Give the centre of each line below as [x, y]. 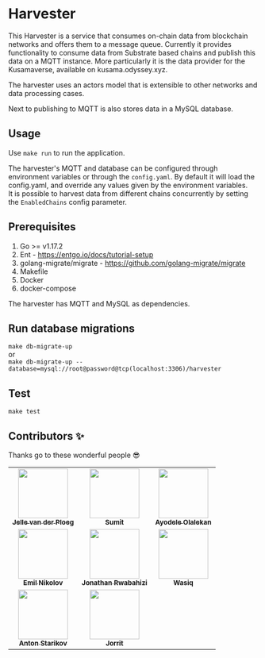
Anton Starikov [43, 643]
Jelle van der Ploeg [43, 522]
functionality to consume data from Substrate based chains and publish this [132, 52]
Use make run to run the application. [67, 152]
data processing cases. [46, 93]
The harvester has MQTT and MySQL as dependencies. [99, 303]
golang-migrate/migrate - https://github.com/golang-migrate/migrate [132, 263]
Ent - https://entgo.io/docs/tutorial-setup [86, 254]
